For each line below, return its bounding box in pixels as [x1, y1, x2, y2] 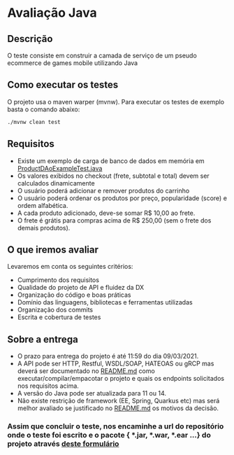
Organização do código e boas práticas [17, 290, 131, 299]
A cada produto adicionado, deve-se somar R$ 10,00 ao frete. [17, 209, 196, 217]
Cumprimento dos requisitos [17, 276, 100, 284]
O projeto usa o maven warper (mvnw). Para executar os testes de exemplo [7, 97, 225, 106]
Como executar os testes [7, 79, 119, 91]
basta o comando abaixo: [7, 105, 80, 113]
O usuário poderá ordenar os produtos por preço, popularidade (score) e [17, 194, 227, 202]
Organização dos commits [17, 306, 94, 314]
